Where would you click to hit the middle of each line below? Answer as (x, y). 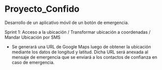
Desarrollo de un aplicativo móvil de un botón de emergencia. (67, 23)
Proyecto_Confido (42, 9)
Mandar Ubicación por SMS (33, 37)
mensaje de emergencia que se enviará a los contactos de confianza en (84, 57)
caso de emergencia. (33, 62)
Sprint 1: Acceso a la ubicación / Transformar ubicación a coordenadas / (78, 32)
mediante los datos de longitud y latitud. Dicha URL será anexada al (80, 52)
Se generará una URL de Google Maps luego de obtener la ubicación (81, 47)
